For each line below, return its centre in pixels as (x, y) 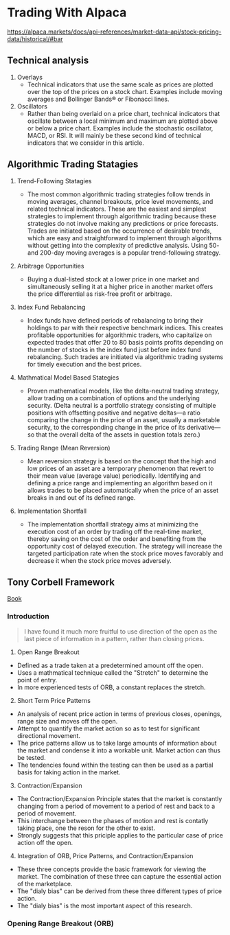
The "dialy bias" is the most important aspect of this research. (105, 905)
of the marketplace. (45, 884)
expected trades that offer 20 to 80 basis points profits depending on (125, 342)
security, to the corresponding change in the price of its (106, 427)
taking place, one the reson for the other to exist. (86, 828)
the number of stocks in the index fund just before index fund (114, 349)
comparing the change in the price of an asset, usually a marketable (124, 419)
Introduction (28, 616)
